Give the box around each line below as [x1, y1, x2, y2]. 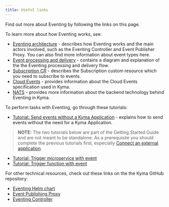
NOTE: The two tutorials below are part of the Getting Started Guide [17, 129, 159, 135]
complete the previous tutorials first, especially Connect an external [17, 140, 159, 146]
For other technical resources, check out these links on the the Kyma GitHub [5, 170, 164, 176]
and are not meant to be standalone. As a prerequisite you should [17, 134, 154, 140]
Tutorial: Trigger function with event [12, 160, 87, 167]
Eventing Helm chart [12, 185, 55, 191]
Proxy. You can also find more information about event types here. [12, 51, 150, 58]
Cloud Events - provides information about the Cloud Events [12, 78, 138, 84]
